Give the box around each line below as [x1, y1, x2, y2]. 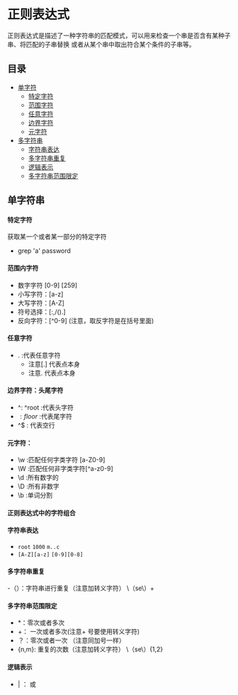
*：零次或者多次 [17, 618, 65, 627]
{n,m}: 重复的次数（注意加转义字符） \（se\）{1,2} [17, 645, 164, 654]
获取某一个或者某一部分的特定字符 [7, 232, 107, 241]
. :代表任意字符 [17, 351, 61, 359]
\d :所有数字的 [17, 473, 59, 482]
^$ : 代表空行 [17, 421, 55, 429]
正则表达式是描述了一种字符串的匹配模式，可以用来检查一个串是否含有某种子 [7, 31, 231, 40]
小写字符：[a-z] [17, 290, 64, 298]
